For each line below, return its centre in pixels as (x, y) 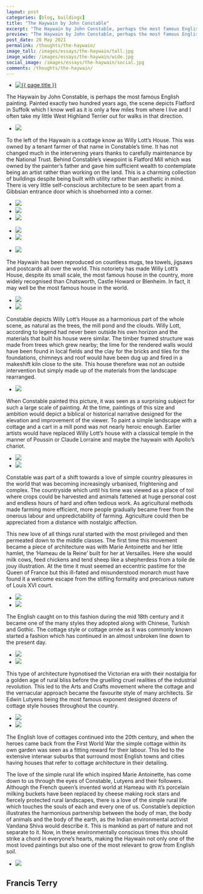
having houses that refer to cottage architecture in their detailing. (87, 763)
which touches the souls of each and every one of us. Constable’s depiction (101, 806)
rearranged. (21, 377)
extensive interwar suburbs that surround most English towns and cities (95, 756)
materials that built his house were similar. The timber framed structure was (100, 338)
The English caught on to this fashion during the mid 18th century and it (95, 617)
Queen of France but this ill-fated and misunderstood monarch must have (98, 573)
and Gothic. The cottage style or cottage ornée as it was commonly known (99, 629)
